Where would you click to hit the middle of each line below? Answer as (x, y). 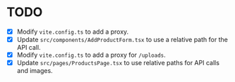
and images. (35, 71)
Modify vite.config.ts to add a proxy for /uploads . (91, 55)
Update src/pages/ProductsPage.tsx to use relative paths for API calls (118, 63)
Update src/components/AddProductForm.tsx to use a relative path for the (122, 40)
